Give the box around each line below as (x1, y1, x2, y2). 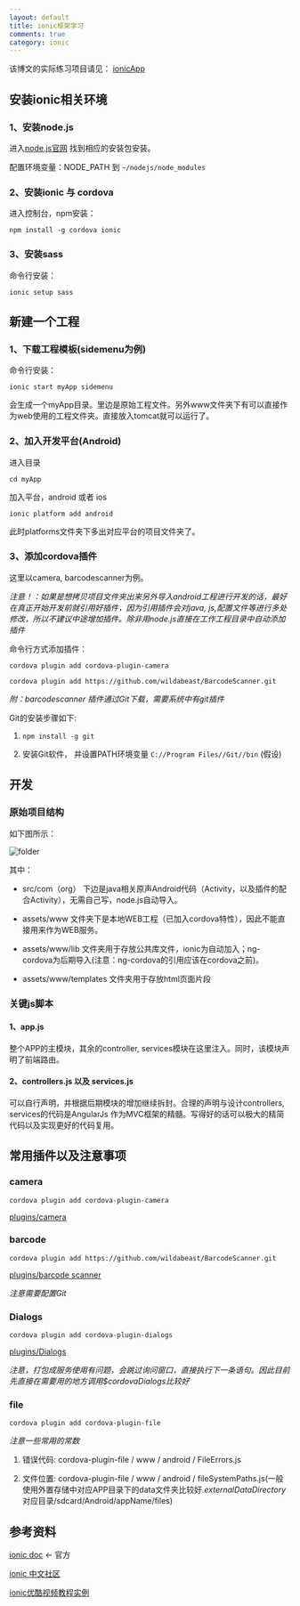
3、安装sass (9, 248, 64, 261)
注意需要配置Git (9, 1287, 67, 1298)
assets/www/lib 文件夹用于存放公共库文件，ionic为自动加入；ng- (21, 943, 261, 953)
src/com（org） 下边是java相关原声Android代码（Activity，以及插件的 (21, 883, 280, 894)
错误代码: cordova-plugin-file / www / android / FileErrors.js (21, 1455, 242, 1465)
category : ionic (9, 37, 69, 47)
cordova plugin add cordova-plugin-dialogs (9, 1331, 174, 1340)
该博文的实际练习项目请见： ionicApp (9, 63, 145, 74)
